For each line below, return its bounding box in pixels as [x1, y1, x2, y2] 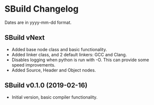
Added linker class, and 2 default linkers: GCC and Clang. [11, 52, 127, 57]
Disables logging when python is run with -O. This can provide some [11, 57, 149, 63]
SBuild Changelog [4, 3, 79, 15]
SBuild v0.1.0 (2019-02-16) [4, 81, 88, 89]
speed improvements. [11, 62, 56, 68]
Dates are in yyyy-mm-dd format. [4, 19, 72, 25]
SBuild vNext [4, 34, 45, 42]
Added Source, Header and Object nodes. [11, 67, 96, 73]
